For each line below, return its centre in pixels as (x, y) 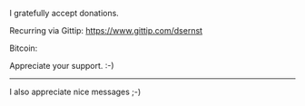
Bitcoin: (24, 48)
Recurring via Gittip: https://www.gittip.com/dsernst (106, 30)
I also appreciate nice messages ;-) (75, 92)
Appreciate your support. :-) (62, 66)
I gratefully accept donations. (64, 13)
